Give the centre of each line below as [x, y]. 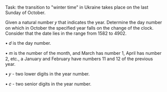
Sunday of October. [25, 13]
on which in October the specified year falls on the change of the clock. [79, 28]
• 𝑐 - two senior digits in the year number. [48, 84]
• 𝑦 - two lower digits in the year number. [48, 74]
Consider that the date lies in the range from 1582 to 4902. [66, 33]
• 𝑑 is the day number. [28, 43]
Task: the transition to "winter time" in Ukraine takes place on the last [77, 7]
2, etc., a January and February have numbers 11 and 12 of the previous [79, 59]
